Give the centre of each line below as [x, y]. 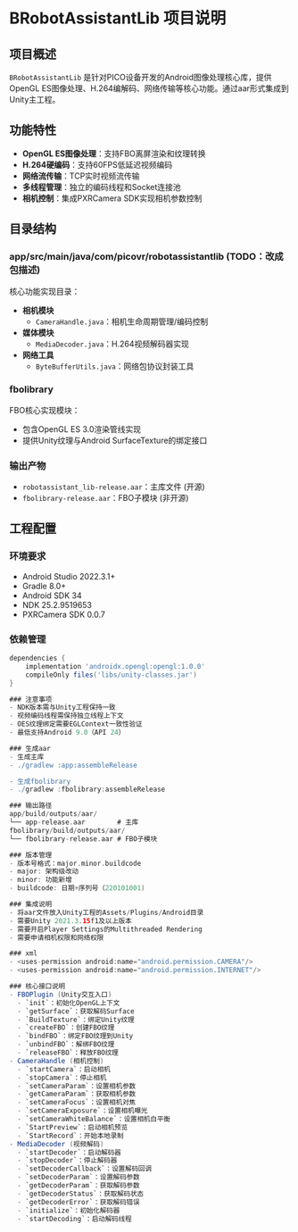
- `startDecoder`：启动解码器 [70, 1153]
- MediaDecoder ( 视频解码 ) [57, 1144]
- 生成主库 [27, 757]
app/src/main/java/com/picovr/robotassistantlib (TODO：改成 [146, 257]
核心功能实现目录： [45, 291]
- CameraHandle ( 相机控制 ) [57, 1061]
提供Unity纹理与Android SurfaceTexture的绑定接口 [115, 440]
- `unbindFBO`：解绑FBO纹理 [66, 1045]
